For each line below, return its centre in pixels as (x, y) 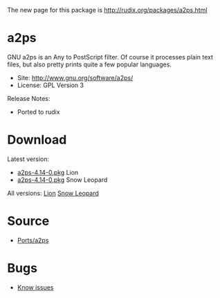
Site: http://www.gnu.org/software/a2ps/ (75, 77)
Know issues (35, 287)
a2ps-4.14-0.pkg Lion (48, 172)
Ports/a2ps (33, 240)
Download (37, 140)
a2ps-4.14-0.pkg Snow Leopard (62, 180)
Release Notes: (29, 98)
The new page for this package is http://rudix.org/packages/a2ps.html (107, 10)
